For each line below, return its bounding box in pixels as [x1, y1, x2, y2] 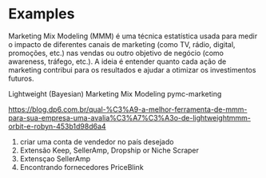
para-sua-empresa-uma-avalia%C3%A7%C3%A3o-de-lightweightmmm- [8, 113, 252, 122]
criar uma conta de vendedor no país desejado [19, 136, 174, 146]
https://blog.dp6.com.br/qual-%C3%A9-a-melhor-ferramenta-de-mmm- [8, 105, 248, 114]
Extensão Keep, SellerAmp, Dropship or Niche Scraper [19, 145, 200, 155]
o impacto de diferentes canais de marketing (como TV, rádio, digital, [8, 39, 236, 49]
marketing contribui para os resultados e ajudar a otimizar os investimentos [8, 65, 256, 74]
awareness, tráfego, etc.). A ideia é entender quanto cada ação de [8, 57, 227, 66]
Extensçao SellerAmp [19, 153, 91, 164]
